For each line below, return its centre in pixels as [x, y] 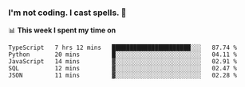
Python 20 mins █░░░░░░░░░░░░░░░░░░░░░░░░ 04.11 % [123, 55]
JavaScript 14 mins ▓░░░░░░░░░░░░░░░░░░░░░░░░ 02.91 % [123, 62]
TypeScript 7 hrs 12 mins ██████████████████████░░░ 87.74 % [123, 48]
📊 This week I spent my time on [62, 30]
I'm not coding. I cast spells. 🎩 [67, 13]
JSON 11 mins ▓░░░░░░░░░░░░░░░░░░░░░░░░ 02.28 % [123, 76]
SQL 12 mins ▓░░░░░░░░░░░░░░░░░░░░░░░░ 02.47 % [123, 69]
